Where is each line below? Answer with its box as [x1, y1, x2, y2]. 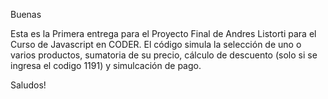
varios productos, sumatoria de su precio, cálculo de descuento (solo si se [10, 49, 318, 61]
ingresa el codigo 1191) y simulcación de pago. [10, 60, 202, 71]
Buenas [10, 9, 42, 20]
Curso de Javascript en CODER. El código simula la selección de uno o [10, 39, 302, 50]
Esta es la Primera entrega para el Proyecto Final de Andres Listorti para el [10, 28, 317, 39]
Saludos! [10, 79, 47, 91]
